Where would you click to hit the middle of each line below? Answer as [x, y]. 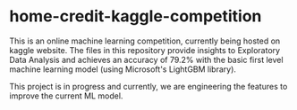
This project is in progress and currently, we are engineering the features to [148, 86]
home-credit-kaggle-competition [136, 16]
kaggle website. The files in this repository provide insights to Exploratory [144, 50]
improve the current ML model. [66, 96]
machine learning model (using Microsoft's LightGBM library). [123, 69]
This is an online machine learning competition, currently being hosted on [145, 41]
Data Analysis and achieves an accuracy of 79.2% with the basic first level [146, 59]
